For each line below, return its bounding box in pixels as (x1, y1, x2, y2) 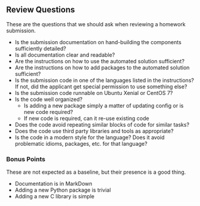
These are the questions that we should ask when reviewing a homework (6, 20, 186, 27)
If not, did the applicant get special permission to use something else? (14, 83, 187, 90)
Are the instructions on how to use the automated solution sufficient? (14, 57, 185, 64)
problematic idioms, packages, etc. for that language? (14, 140, 147, 147)
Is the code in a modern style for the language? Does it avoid (14, 134, 165, 141)
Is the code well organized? (14, 96, 82, 103)
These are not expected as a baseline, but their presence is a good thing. (6, 168, 186, 176)
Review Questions (6, 5, 75, 15)
